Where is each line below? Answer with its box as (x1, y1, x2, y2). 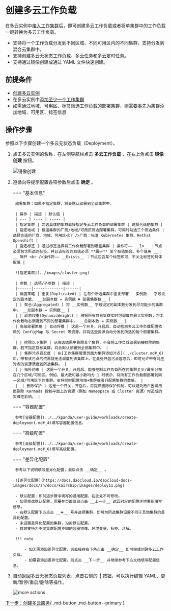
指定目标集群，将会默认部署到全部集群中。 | (27, 345, 108, 350)
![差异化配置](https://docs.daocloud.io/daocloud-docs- (15, 478, 132, 483)
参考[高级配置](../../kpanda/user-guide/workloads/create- (15, 441, 138, 446)
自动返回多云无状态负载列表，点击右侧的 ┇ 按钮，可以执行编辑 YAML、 (12, 573, 161, 579)
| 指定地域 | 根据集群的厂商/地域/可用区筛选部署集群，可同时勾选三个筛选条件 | (15, 227, 164, 232)
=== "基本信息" (12, 190, 45, 196)
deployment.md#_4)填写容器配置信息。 (12, 420, 86, 426)
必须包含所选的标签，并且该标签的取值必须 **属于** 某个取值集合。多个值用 (12, 249, 152, 254)
